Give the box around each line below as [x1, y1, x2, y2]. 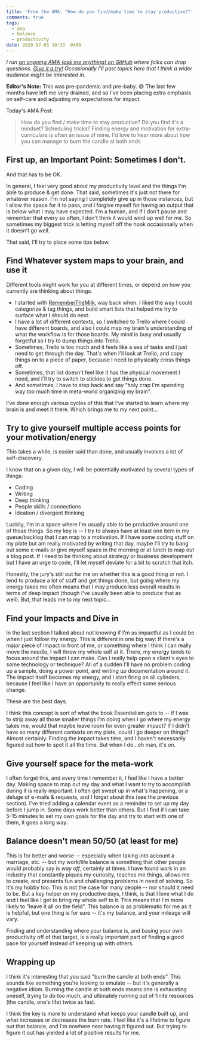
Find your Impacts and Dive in [6, 613, 119, 623]
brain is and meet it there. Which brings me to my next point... [6, 406, 158, 413]
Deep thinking [14, 497, 50, 504]
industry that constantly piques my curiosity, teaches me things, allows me [6, 871, 190, 878]
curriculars [20, 131, 48, 138]
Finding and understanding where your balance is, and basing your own [6, 927, 183, 934]
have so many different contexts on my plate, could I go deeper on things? [6, 728, 189, 735]
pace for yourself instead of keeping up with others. [6, 939, 134, 947]
